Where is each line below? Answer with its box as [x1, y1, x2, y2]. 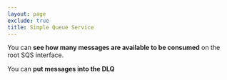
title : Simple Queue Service [7, 24, 94, 31]
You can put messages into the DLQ [7, 65, 115, 74]
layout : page [7, 10, 46, 18]
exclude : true [7, 17, 50, 24]
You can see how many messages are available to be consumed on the [7, 44, 221, 52]
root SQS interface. [7, 51, 64, 59]
